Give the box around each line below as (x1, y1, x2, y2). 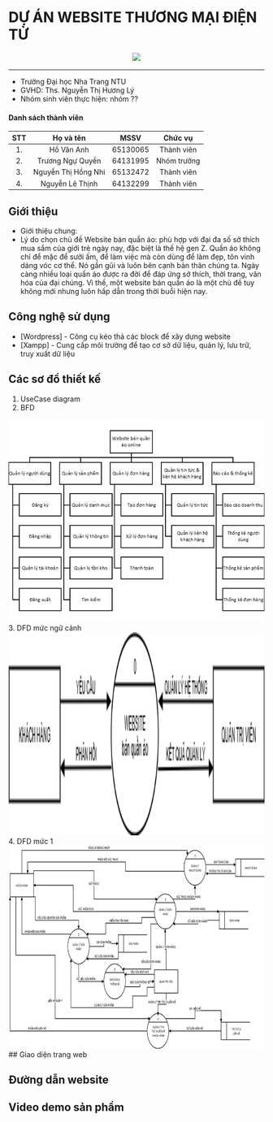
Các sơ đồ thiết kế (8, 372, 102, 386)
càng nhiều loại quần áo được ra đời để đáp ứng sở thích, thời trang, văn (19, 269, 262, 279)
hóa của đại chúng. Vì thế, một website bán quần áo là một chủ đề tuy (19, 277, 255, 288)
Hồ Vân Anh (49, 145, 89, 154)
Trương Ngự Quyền (37, 156, 102, 166)
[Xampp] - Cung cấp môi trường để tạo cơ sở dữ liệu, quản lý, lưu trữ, (19, 340, 252, 349)
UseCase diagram (19, 394, 81, 404)
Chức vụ (163, 132, 193, 142)
